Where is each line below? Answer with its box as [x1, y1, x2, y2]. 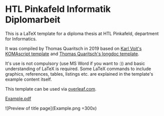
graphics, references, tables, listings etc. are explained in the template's [5, 71, 153, 77]
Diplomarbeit [5, 14, 61, 25]
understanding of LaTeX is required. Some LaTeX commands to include [5, 66, 151, 72]
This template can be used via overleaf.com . [5, 86, 96, 92]
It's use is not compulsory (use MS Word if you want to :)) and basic [5, 60, 145, 66]
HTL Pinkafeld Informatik [5, 3, 111, 15]
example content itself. [5, 76, 52, 82]
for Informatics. [5, 36, 37, 42]
